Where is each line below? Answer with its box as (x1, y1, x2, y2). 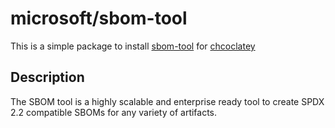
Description (10, 69, 85, 86)
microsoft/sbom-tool (10, 7, 188, 30)
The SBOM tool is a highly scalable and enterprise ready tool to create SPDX (10, 95, 325, 107)
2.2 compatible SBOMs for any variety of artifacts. (10, 106, 218, 118)
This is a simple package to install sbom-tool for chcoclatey (10, 40, 256, 52)
